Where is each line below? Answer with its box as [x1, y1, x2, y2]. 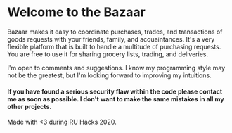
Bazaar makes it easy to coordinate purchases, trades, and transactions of [7, 27, 223, 36]
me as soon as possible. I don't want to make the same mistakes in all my [7, 94, 224, 103]
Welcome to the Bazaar [7, 4, 146, 20]
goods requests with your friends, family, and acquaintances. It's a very [7, 34, 215, 43]
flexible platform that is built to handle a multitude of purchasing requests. [7, 42, 221, 51]
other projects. [7, 102, 52, 110]
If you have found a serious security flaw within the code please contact [7, 87, 223, 96]
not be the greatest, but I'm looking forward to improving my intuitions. [7, 71, 212, 80]
